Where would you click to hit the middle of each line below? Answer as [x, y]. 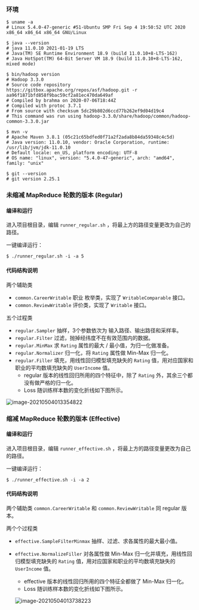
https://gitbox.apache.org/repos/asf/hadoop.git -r [72, 90]
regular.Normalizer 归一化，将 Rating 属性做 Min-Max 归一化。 [93, 352]
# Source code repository [38, 85]
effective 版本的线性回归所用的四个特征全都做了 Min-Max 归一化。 [105, 581]
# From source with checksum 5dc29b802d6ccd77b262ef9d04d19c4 [85, 111]
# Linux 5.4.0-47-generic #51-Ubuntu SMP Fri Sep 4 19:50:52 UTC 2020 [96, 27]
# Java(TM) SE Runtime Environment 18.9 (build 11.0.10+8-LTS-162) [92, 54]
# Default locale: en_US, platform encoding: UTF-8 [72, 153]
